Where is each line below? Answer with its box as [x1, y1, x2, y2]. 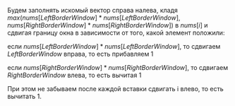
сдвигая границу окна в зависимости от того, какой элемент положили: [7, 28, 225, 37]
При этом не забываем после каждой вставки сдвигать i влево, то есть [7, 85, 224, 93]
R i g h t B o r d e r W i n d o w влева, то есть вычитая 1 [7, 71, 142, 79]
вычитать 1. [7, 92, 42, 100]
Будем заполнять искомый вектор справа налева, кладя [7, 6, 178, 14]
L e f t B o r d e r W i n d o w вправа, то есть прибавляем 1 [7, 49, 154, 58]
